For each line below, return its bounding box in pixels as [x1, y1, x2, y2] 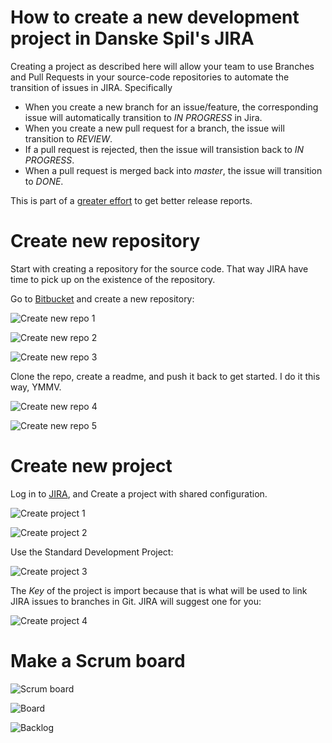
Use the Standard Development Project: [10, 546, 174, 558]
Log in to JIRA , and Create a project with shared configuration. [10, 487, 268, 500]
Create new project [10, 455, 173, 478]
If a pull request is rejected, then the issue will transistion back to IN [24, 143, 305, 155]
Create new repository [10, 230, 201, 253]
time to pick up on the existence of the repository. [10, 273, 216, 285]
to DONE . [24, 175, 64, 187]
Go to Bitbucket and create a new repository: [10, 292, 195, 305]
